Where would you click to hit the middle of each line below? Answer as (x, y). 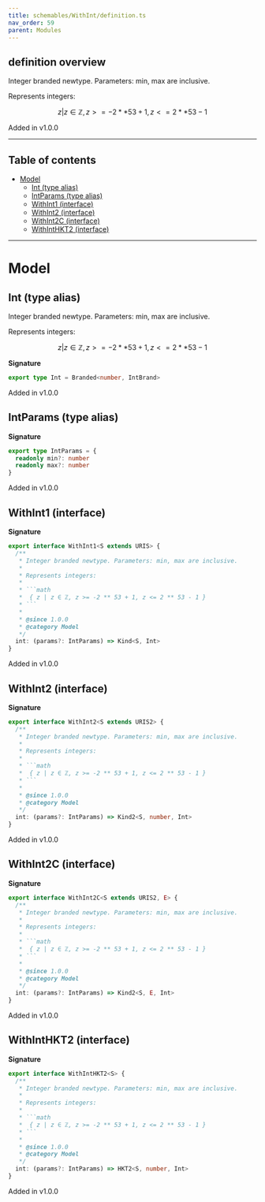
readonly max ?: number (52, 466)
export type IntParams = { (52, 451)
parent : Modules (35, 30)
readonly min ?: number (52, 458)
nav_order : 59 (32, 23)
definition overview (57, 62)
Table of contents (52, 160)
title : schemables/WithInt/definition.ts (77, 15)
